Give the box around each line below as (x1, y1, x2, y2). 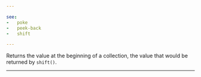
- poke (6, 19, 28, 26)
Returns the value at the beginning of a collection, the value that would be (6, 52, 188, 60)
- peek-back (6, 25, 42, 31)
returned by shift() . (6, 58, 57, 66)
